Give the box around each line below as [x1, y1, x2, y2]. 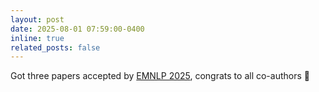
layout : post [10, 14, 65, 25]
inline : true [10, 33, 65, 43]
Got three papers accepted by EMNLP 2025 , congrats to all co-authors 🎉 [10, 70, 310, 82]
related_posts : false [10, 42, 101, 53]
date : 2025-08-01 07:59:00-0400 [10, 24, 145, 34]
